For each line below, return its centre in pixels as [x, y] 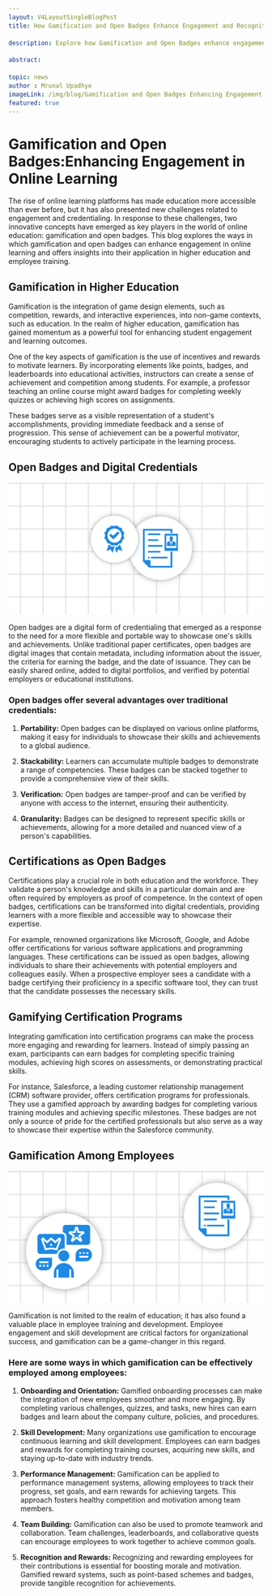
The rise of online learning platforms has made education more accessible [132, 201]
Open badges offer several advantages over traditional [118, 700]
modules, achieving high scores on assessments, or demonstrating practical [136, 1062]
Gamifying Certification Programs [96, 1016]
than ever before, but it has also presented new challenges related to [123, 210]
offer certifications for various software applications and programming [125, 948]
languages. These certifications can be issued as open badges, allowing [129, 957]
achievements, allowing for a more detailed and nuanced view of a [131, 827]
